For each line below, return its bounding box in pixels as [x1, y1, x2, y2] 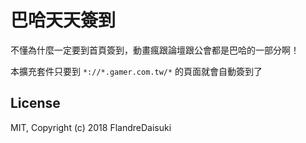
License [10, 95, 61, 112]
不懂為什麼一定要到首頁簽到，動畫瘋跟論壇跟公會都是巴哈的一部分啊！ [10, 44, 300, 56]
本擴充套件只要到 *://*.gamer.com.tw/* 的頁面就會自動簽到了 [10, 65, 263, 77]
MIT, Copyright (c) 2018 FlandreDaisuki [10, 121, 172, 133]
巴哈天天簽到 [10, 9, 117, 32]
